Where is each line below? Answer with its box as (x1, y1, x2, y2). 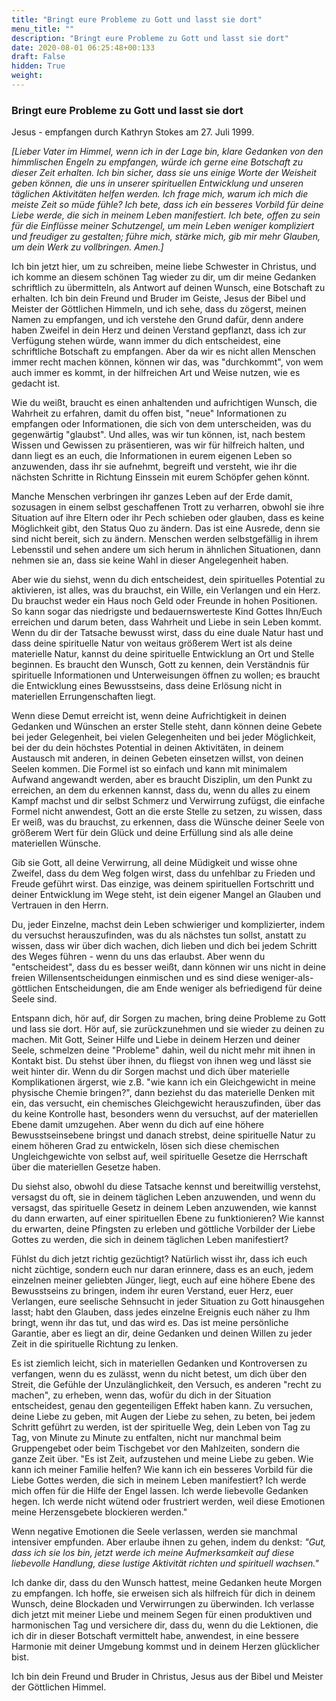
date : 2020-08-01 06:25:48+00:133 (11, 42, 156, 53)
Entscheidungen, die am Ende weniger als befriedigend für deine (54, 982, 323, 995)
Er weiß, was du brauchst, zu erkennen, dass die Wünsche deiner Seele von (11, 816, 325, 828)
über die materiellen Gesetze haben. (11, 1161, 161, 1173)
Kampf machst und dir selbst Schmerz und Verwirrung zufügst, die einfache (11, 795, 326, 807)
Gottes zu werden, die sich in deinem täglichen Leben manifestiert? (11, 1234, 289, 1246)
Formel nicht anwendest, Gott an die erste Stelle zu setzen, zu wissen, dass (11, 806, 323, 818)
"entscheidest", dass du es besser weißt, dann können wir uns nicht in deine (11, 961, 326, 973)
